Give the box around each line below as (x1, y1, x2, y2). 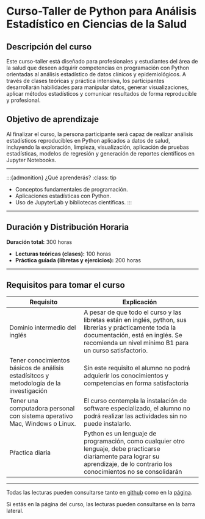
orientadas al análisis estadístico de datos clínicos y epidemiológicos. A (6, 71, 187, 77)
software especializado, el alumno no (83, 404, 190, 413)
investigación (9, 387, 48, 395)
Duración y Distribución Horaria (6, 222, 129, 232)
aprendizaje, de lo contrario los (83, 460, 173, 468)
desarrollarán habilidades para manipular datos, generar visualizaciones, (6, 84, 189, 91)
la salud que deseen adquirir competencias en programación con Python (6, 64, 190, 71)
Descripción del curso (6, 41, 92, 52)
